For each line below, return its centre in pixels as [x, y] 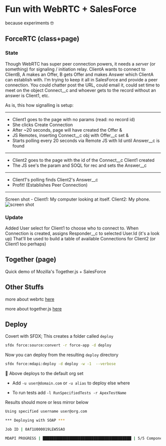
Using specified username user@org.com [46, 411]
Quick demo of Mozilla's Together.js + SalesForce [56, 271]
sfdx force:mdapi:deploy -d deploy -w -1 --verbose [61, 364]
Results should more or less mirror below [47, 402]
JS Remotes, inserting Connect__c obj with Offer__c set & [70, 135]
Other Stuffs [24, 287]
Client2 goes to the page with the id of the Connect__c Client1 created [83, 160]
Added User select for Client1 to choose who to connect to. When [72, 228]
